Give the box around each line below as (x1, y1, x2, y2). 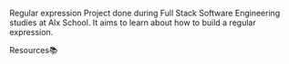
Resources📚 (9, 45, 58, 55)
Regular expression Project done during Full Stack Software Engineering (9, 8, 281, 18)
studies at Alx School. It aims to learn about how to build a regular (9, 17, 257, 28)
